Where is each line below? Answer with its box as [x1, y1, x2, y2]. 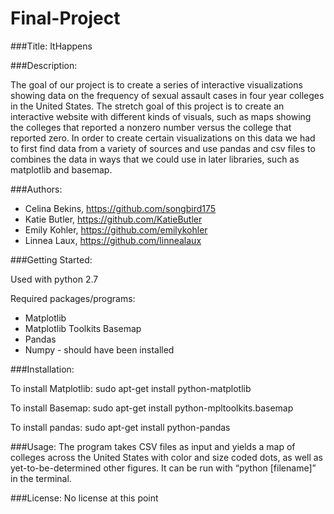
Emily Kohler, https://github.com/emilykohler [24, 223, 208, 236]
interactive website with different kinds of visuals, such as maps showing [10, 110, 312, 122]
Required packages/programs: [10, 292, 136, 304]
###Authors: [10, 183, 63, 195]
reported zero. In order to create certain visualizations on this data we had [10, 132, 316, 144]
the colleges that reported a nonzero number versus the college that [10, 121, 292, 133]
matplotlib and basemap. [10, 163, 113, 176]
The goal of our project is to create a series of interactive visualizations [10, 78, 303, 91]
